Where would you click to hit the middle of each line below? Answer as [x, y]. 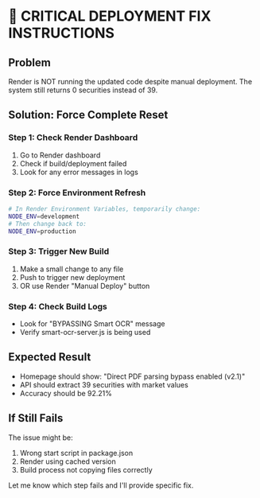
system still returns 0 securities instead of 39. [83, 90]
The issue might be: [41, 438]
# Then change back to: [48, 224]
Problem [30, 62]
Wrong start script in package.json [76, 453]
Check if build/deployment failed [73, 163]
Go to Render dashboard [60, 155]
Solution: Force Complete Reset [88, 115]
